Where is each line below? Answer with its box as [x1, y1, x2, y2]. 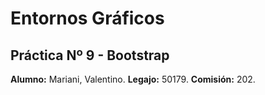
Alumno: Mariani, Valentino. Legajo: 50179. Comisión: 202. [10, 73, 256, 85]
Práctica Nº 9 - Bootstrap [10, 47, 170, 64]
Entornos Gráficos [10, 7, 165, 30]
